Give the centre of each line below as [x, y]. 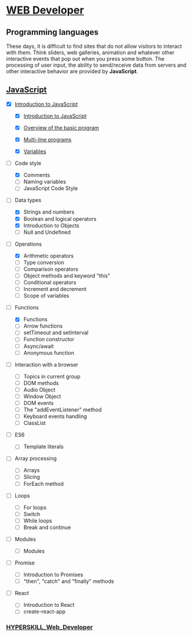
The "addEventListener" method [62, 410]
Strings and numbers [49, 212]
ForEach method [43, 484]
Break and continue [47, 527]
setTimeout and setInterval [56, 333]
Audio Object [39, 390]
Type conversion [44, 262]
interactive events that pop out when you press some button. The [85, 59]
